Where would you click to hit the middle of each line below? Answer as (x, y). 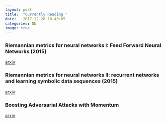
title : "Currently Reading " (37, 14)
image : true (17, 28)
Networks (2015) (26, 51)
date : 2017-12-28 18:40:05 (35, 19)
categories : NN (21, 23)
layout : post (19, 10)
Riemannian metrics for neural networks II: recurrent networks (82, 75)
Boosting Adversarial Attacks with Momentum (62, 105)
